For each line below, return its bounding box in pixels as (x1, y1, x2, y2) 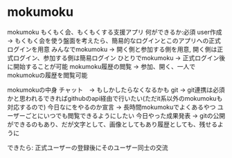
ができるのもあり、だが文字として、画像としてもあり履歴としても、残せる (7, 120, 218, 128)
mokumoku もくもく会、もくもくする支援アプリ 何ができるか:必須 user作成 (7, 28, 222, 36)
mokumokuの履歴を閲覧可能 (7, 70, 88, 79)
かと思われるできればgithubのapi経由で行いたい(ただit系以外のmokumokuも (7, 94, 223, 102)
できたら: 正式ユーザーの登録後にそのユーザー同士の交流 (7, 143, 168, 152)
